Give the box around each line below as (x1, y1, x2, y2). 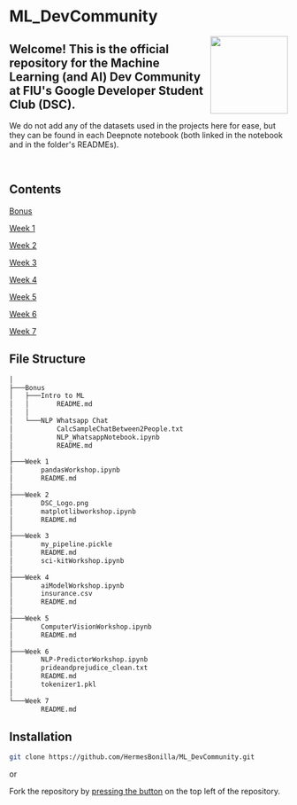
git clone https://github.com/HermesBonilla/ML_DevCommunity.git (9, 753, 255, 762)
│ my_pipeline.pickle (9, 540, 113, 549)
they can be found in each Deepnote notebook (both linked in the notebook (9, 130, 283, 140)
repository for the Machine (9, 55, 161, 70)
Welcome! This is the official (9, 42, 170, 57)
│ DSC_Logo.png (9, 498, 89, 507)
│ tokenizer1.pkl (9, 680, 97, 689)
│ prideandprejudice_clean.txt (9, 663, 148, 673)
